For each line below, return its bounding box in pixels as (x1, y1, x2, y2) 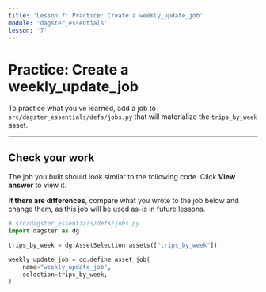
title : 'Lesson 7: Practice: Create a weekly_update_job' (8, 11, 203, 20)
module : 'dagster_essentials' (8, 19, 108, 27)
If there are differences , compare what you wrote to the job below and (8, 196, 239, 206)
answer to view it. (8, 180, 67, 190)
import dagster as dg (8, 227, 80, 235)
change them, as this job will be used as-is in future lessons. (8, 204, 206, 214)
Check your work (8, 151, 95, 164)
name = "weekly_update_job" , (22, 263, 112, 271)
